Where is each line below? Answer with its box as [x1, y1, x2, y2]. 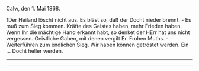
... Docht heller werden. [6, 48, 63, 55]
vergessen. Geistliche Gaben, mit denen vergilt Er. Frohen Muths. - [6, 35, 169, 42]
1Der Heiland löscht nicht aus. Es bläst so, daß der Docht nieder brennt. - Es [6, 16, 191, 23]
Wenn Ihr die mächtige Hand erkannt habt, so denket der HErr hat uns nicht [6, 29, 190, 36]
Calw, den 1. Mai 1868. [6, 5, 60, 12]
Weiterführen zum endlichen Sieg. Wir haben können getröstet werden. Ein [6, 41, 189, 48]
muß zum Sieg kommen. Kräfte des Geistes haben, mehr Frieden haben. [6, 23, 182, 29]
